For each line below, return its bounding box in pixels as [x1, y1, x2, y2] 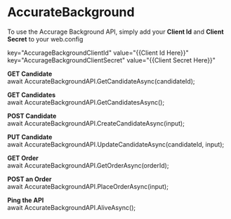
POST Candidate [7, 112, 57, 120]
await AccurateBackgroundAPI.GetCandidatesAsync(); [7, 98, 165, 106]
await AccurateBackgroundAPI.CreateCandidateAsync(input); [7, 119, 185, 127]
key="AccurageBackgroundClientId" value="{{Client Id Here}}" [7, 48, 189, 57]
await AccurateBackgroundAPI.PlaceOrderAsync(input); [7, 182, 169, 190]
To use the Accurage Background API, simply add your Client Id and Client [7, 27, 224, 36]
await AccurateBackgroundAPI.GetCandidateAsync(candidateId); [7, 77, 195, 85]
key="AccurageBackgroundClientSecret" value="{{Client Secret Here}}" [7, 55, 216, 64]
